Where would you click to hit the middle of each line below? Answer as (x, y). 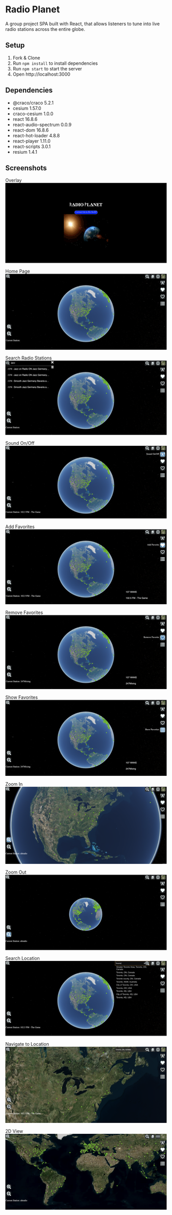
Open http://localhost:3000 (41, 74)
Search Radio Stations (29, 358)
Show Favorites (22, 697)
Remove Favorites (24, 612)
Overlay (14, 180)
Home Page (18, 271)
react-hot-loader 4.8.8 (36, 135)
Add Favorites (20, 527)
